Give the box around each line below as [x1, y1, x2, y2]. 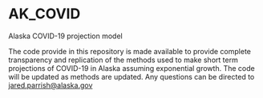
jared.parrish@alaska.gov [8, 80, 93, 90]
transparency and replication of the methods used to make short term [8, 55, 238, 65]
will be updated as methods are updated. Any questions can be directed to [8, 72, 255, 81]
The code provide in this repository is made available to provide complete [8, 46, 251, 56]
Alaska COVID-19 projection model [8, 31, 123, 41]
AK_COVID [8, 5, 81, 23]
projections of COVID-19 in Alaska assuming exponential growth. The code [8, 63, 255, 73]
